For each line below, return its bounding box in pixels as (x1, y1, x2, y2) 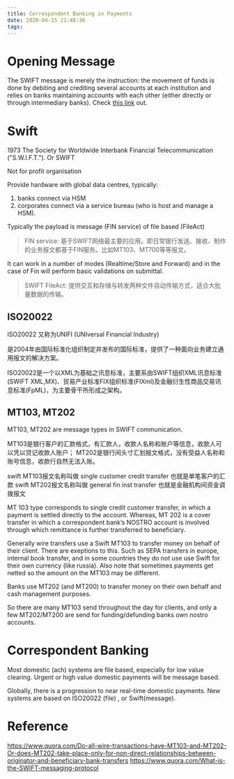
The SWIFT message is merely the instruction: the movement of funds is (7, 76, 214, 84)
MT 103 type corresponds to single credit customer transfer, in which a (7, 503, 211, 512)
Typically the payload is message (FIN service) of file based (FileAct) (7, 223, 205, 231)
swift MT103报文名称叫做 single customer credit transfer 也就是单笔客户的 (7, 472, 219, 480)
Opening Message (7, 53, 116, 69)
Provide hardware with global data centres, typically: (7, 181, 159, 189)
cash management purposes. (7, 589, 92, 598)
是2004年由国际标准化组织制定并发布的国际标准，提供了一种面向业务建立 (7, 345, 218, 353)
